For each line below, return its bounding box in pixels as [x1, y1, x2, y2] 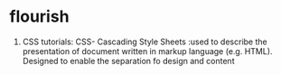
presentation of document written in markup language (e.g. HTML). [22, 45, 273, 56]
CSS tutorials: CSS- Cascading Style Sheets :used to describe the [22, 36, 268, 47]
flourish [9, 6, 70, 27]
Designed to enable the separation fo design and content [22, 55, 235, 66]
